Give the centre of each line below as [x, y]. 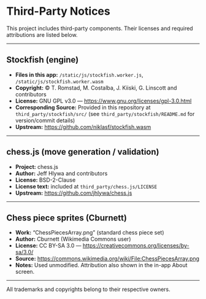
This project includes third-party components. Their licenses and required [100, 28]
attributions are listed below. [42, 34]
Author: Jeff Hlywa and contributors [61, 173]
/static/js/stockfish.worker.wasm [59, 82]
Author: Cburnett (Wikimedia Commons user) [73, 239]
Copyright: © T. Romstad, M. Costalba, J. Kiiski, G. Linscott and [96, 88]
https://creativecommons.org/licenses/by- [136, 246]
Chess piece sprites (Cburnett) [67, 218]
